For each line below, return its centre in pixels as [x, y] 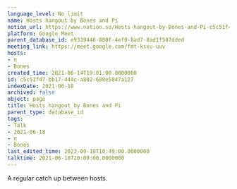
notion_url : [25, 27]
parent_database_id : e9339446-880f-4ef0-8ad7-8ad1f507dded [96, 40]
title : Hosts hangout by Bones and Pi [64, 106]
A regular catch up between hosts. [57, 178]
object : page [26, 99]
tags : [15, 118]
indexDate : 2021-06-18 [41, 86]
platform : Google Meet [41, 33]
